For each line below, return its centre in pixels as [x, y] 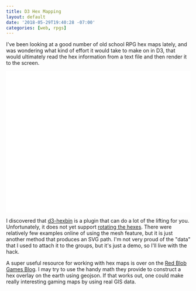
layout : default [26, 17]
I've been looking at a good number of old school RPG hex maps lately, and [97, 44]
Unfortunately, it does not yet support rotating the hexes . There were [89, 227]
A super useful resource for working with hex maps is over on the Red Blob [97, 263]
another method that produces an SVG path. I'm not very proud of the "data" [98, 239]
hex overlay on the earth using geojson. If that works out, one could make [95, 275]
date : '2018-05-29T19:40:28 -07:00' [51, 22]
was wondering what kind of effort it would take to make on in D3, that [91, 51]
